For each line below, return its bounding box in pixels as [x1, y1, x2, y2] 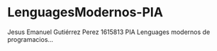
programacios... [7, 35, 54, 43]
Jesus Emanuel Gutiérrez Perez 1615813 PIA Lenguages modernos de [7, 28, 211, 36]
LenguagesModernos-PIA [7, 4, 163, 21]
